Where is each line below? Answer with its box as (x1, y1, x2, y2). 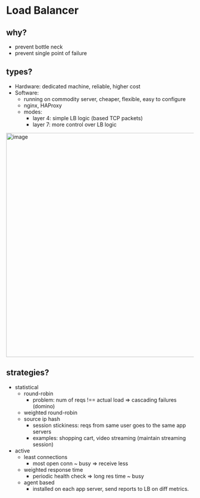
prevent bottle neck (14, 43, 63, 50)
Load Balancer (6, 4, 79, 17)
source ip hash (23, 415, 61, 422)
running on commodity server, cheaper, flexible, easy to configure (23, 95, 186, 102)
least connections (23, 453, 68, 460)
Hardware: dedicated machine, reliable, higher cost (14, 83, 141, 90)
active (14, 447, 30, 454)
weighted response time (23, 466, 83, 473)
